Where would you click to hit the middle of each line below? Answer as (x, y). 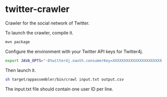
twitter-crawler (37, 9)
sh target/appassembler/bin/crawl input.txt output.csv (64, 79)
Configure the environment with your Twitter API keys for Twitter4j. (74, 51)
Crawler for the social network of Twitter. (47, 23)
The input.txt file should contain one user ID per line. (59, 89)
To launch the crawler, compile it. (39, 32)
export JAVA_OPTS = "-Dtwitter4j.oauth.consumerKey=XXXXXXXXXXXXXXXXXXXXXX (84, 60)
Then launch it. (20, 70)
